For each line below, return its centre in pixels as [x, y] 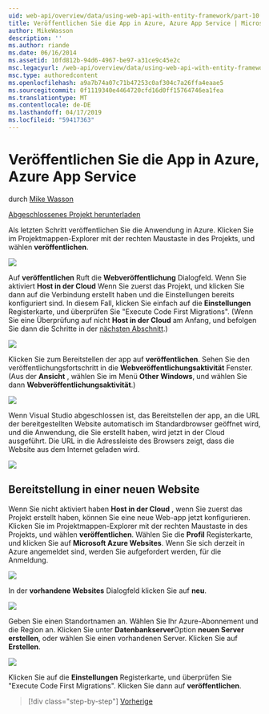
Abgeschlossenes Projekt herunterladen [74, 214]
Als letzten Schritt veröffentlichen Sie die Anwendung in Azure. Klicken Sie [131, 230]
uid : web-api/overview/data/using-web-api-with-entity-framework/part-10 [134, 16]
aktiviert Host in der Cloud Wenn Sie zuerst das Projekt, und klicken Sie [126, 286]
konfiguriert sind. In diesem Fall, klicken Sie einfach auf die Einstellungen [130, 303]
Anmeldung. [28, 560]
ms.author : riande [39, 46]
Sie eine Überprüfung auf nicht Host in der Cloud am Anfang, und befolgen [132, 320]
